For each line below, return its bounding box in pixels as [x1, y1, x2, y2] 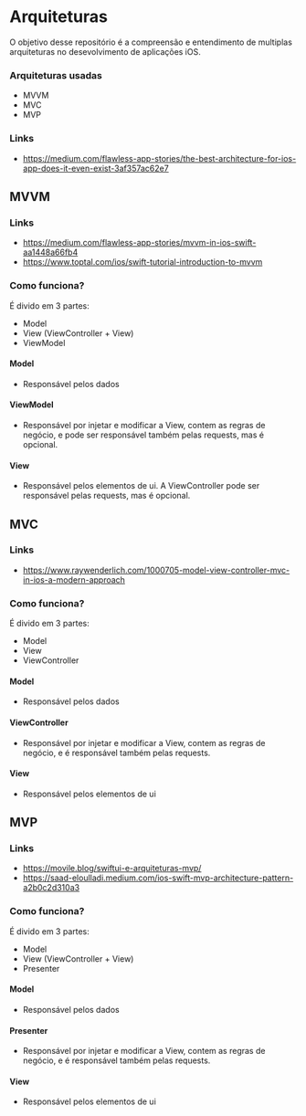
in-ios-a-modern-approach [22, 574, 126, 585]
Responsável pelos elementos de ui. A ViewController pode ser [22, 480, 260, 491]
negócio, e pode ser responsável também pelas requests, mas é [22, 429, 265, 440]
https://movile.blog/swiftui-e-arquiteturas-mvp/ [22, 863, 202, 874]
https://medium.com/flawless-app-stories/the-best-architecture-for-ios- [22, 153, 297, 163]
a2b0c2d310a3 [22, 882, 80, 893]
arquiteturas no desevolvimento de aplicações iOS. [9, 46, 201, 57]
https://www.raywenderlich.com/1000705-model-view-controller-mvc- [22, 564, 290, 575]
